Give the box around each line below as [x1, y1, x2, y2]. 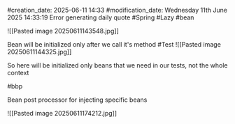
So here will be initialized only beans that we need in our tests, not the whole [7, 61, 229, 69]
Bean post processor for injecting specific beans [7, 95, 148, 104]
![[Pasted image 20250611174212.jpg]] [7, 109, 117, 117]
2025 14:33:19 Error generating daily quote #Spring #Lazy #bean [7, 13, 194, 22]
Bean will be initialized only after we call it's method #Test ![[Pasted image [7, 40, 222, 48]
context [7, 69, 29, 77]
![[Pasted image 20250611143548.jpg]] [7, 27, 119, 35]
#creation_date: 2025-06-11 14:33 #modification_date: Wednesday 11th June [7, 6, 227, 14]
